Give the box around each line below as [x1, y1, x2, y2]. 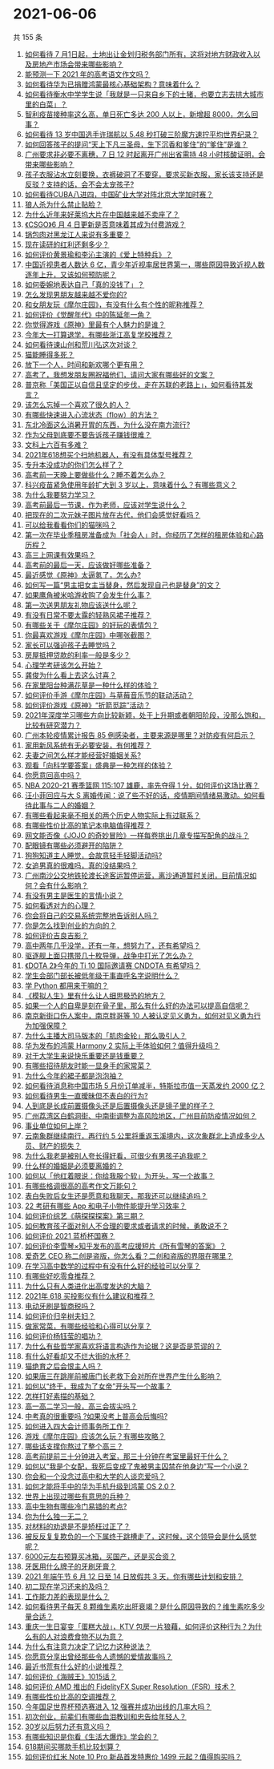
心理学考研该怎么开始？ [24, 660, 103, 670]
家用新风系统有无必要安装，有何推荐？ [24, 740, 151, 750]
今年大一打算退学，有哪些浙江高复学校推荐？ [24, 329, 173, 339]
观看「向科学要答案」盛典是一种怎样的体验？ [24, 760, 173, 770]
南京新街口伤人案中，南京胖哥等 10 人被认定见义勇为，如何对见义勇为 [24, 1010, 255, 1020]
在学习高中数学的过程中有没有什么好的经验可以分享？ [24, 1261, 201, 1271]
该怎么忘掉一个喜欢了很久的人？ [24, 400, 131, 409]
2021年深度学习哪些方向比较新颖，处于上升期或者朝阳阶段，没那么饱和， [24, 710, 266, 719]
